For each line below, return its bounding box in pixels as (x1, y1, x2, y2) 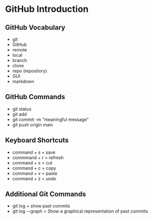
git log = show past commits (12, 203, 70, 209)
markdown (12, 78, 35, 84)
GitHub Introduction (5, 3, 89, 15)
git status (12, 106, 32, 112)
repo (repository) (12, 68, 48, 74)
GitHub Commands (5, 93, 65, 101)
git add (12, 111, 27, 117)
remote (12, 47, 27, 53)
